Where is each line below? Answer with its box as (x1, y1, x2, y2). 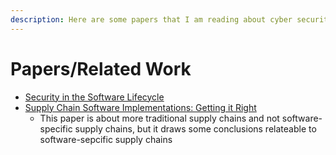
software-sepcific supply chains (39, 133, 173, 145)
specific (39, 122, 73, 135)
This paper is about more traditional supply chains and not (39, 112, 280, 124)
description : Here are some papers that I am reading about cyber (10, 14, 293, 25)
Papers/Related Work (10, 57, 192, 80)
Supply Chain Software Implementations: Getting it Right (24, 101, 257, 113)
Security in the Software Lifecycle (24, 91, 165, 103)
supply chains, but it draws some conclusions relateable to (74, 122, 317, 135)
